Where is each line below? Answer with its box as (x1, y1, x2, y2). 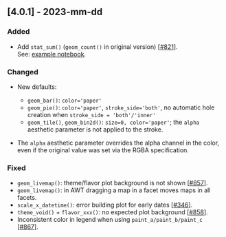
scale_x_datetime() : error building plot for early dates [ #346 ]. (16, 200, 193, 209)
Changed (7, 67, 39, 76)
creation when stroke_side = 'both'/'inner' (27, 110, 156, 118)
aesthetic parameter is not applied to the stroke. (27, 125, 163, 134)
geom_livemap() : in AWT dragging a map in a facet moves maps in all (16, 186, 211, 194)
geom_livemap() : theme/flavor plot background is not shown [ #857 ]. (16, 179, 208, 187)
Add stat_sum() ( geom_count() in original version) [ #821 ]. (16, 42, 178, 51)
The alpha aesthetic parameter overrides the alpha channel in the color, (16, 138, 220, 147)
